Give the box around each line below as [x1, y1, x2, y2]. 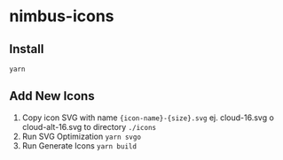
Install [9, 42, 44, 57]
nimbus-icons [9, 6, 114, 27]
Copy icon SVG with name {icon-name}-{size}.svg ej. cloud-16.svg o [21, 112, 275, 123]
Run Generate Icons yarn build [21, 140, 138, 151]
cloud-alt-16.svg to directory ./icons [21, 121, 157, 132]
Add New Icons [9, 88, 95, 103]
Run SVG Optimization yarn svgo [21, 131, 142, 141]
